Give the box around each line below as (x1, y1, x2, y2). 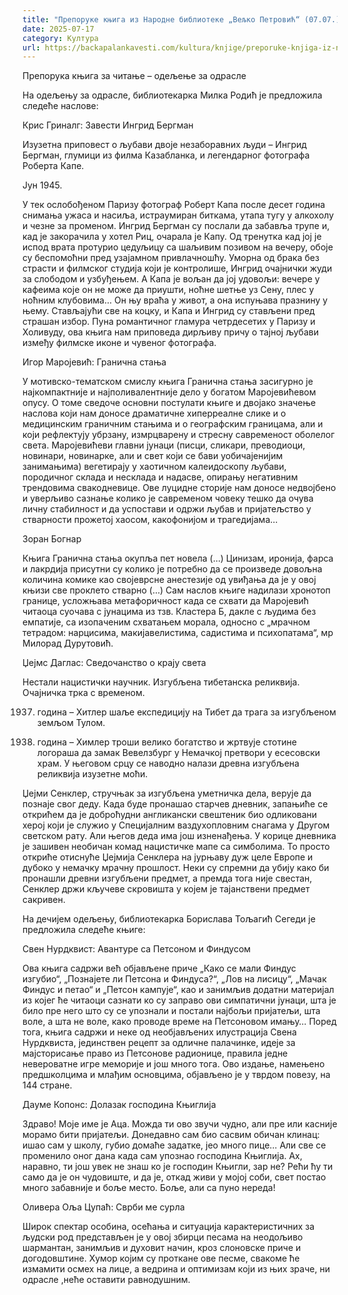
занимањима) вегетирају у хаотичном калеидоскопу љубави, (22, 461, 287, 473)
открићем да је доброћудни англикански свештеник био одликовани (22, 809, 318, 821)
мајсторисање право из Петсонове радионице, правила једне (22, 1047, 289, 1060)
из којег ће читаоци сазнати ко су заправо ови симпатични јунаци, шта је (22, 994, 337, 1006)
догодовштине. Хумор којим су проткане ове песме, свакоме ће (22, 1252, 300, 1265)
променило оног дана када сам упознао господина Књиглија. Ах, (22, 1150, 303, 1162)
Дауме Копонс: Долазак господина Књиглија (22, 1099, 217, 1111)
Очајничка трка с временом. (22, 687, 145, 699)
